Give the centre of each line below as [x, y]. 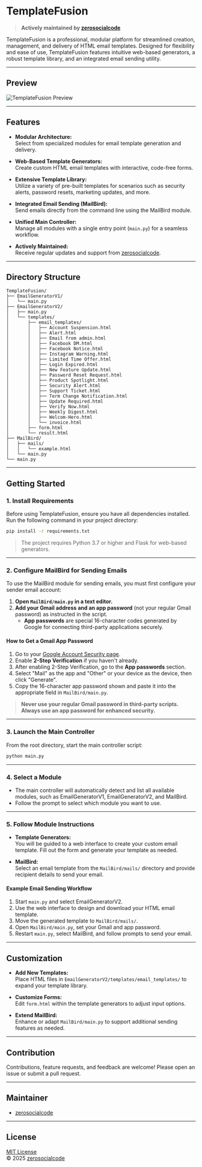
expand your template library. [51, 986]
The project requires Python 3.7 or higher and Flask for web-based [104, 542]
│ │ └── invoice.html [44, 423]
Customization [35, 958]
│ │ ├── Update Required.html [55, 401]
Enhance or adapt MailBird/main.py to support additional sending [96, 1022]
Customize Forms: [38, 997]
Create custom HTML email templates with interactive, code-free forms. [104, 167]
